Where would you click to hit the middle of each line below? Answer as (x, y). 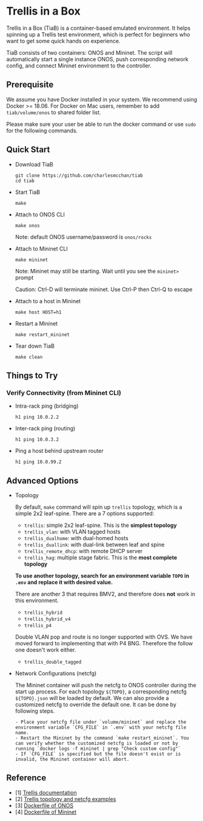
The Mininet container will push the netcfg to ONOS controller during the (106, 685)
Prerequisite (30, 85)
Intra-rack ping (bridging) (47, 406)
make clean (29, 357)
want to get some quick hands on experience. (63, 41)
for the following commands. (42, 130)
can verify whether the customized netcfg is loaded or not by (97, 744)
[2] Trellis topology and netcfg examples (65, 799)
